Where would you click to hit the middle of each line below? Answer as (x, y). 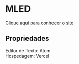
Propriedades (27, 39)
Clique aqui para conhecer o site (39, 23)
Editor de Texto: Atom (28, 50)
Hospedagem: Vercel (28, 56)
